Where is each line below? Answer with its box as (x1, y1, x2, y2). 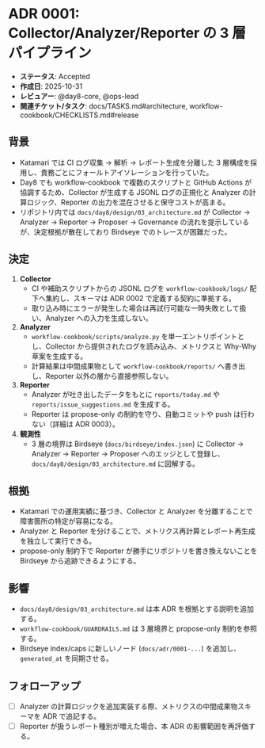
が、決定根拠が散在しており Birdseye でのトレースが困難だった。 (19, 227, 232, 236)
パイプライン (8, 44, 93, 62)
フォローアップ (8, 679, 81, 693)
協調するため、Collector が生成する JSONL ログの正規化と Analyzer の (19, 187, 250, 197)
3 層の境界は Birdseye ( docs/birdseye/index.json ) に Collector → (31, 439, 244, 448)
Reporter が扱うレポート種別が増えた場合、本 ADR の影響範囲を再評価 (19, 722, 249, 731)
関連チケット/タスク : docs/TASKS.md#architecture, (19, 101, 188, 111)
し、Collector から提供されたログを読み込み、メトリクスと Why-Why (31, 342, 257, 351)
